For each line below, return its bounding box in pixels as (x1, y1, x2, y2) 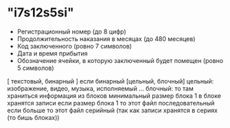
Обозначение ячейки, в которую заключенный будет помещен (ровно (16, 56, 224, 64)
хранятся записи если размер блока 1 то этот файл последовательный (7, 99, 215, 107)
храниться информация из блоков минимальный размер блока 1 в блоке (7, 91, 222, 100)
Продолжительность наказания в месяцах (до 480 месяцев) (16, 34, 196, 42)
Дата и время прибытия (16, 49, 88, 57)
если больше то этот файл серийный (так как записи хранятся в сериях (7, 106, 218, 114)
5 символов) (16, 64, 54, 72)
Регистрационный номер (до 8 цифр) (16, 27, 127, 36)
